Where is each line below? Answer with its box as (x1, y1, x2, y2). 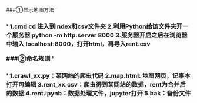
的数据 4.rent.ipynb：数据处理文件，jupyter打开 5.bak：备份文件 (6, 90, 191, 98)
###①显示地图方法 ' (6, 6, 58, 13)
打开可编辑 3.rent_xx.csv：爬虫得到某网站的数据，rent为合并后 (6, 81, 186, 89)
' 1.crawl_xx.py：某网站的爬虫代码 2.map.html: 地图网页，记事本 (6, 72, 191, 80)
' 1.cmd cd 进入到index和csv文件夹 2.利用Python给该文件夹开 (6, 22, 183, 30)
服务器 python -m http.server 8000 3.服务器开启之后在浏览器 (12, 31, 188, 39)
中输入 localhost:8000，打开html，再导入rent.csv (6, 40, 151, 48)
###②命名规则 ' (6, 54, 54, 63)
